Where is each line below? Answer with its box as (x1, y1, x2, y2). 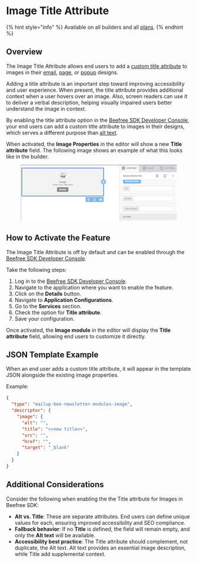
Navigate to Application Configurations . (14, 296, 113, 304)
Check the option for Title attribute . (14, 309, 102, 316)
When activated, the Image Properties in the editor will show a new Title (6, 140, 182, 148)
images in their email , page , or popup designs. (6, 69, 119, 76)
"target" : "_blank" (21, 445, 69, 451)
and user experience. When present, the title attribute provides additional (6, 86, 183, 94)
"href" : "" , (21, 438, 51, 445)
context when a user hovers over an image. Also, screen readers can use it (6, 92, 188, 99)
